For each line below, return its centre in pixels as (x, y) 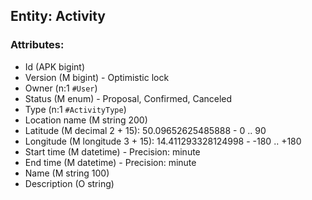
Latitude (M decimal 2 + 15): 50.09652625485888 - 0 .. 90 (145, 130)
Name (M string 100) (67, 173)
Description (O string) (69, 183)
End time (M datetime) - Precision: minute (110, 162)
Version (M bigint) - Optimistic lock (97, 77)
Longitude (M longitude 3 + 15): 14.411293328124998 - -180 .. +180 (163, 141)
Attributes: (37, 45)
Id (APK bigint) (55, 66)
